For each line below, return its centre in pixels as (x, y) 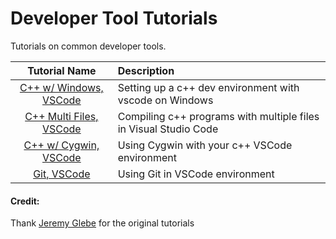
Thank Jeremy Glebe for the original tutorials (102, 223)
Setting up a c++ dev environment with (208, 87)
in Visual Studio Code (168, 129)
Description (146, 70)
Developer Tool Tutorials (114, 18)
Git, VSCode (62, 174)
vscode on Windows (165, 100)
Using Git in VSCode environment (196, 174)
